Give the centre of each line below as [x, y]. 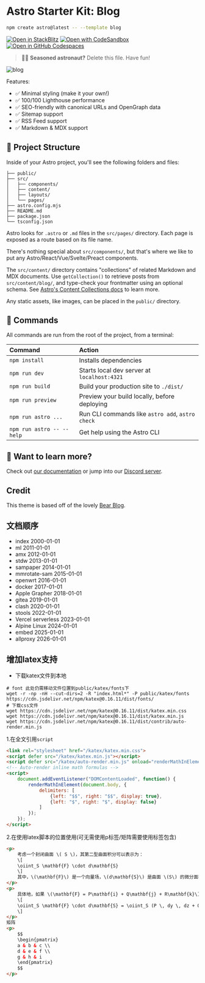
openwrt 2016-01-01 [41, 580]
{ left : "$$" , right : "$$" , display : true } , [106, 796]
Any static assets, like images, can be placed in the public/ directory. [94, 301]
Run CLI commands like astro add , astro [137, 414]
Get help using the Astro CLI [119, 432]
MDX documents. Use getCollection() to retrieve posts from [83, 276]
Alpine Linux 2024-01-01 [46, 625]
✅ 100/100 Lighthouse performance [60, 100]
